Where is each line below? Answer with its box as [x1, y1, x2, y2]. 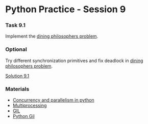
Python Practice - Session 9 [5, 4, 126, 15]
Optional [5, 46, 27, 53]
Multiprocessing [12, 103, 47, 109]
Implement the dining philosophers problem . [5, 33, 98, 39]
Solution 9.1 [5, 73, 30, 79]
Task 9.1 [5, 22, 26, 29]
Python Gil [12, 113, 35, 119]
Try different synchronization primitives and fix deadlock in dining [5, 57, 143, 64]
